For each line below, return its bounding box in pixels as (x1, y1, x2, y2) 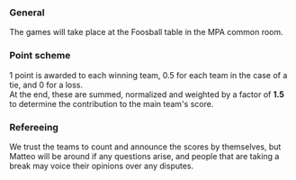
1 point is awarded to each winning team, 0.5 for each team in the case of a (9, 69, 288, 80)
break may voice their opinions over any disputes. (9, 160, 194, 171)
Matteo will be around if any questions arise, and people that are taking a (9, 150, 280, 161)
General (9, 6, 45, 19)
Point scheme (9, 49, 71, 62)
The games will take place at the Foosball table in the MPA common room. (9, 27, 283, 38)
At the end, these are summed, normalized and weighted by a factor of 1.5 (9, 88, 285, 100)
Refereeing (9, 121, 58, 133)
